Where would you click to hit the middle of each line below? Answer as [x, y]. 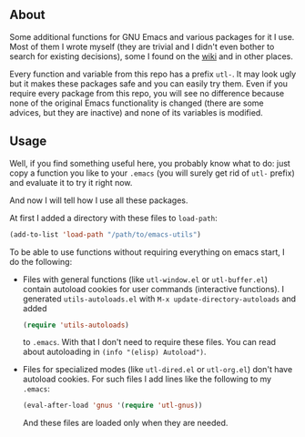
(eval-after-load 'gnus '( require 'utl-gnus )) [112, 406]
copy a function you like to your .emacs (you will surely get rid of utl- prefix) [152, 173]
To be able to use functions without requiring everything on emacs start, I [147, 252]
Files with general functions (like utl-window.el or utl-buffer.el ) [145, 279]
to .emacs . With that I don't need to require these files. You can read [149, 342]
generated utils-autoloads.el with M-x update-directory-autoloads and [159, 299]
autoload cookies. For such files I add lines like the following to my [147, 379]
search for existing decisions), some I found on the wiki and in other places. [152, 56]
